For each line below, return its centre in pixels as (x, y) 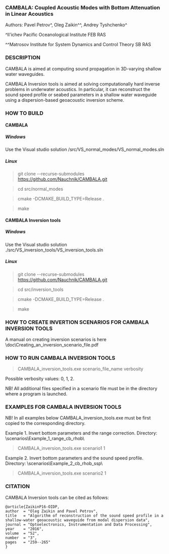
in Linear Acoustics (30, 14)
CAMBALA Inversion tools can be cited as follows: (57, 497)
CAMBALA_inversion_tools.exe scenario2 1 (62, 473)
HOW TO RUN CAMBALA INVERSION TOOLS (60, 358)
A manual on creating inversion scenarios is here (56, 339)
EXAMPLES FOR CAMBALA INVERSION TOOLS (63, 407)
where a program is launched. (36, 394)
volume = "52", (22, 533)
